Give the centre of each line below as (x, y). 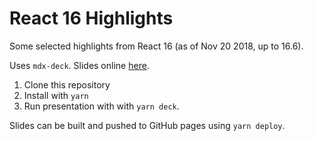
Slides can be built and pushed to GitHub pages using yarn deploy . (147, 125)
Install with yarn (56, 95)
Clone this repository (67, 84)
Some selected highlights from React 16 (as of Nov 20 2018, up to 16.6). (156, 46)
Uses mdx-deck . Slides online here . (79, 65)
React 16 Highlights (91, 18)
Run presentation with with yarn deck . (101, 106)
